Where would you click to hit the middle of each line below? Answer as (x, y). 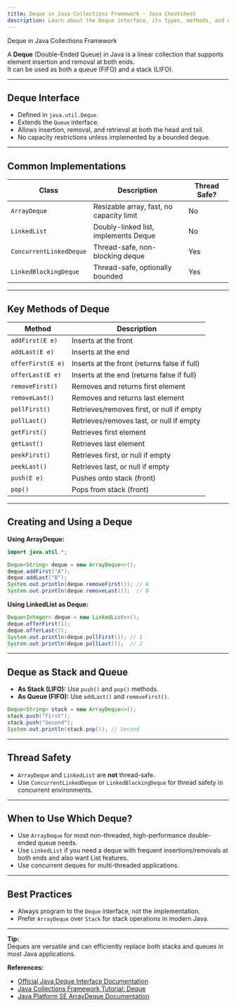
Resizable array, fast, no (133, 207)
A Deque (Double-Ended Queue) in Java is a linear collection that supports (116, 54)
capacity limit (115, 216)
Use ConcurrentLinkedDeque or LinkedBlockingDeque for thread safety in (120, 782)
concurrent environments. (55, 790)
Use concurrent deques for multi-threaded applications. (98, 865)
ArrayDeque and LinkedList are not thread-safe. (86, 775)
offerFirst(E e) (38, 363)
